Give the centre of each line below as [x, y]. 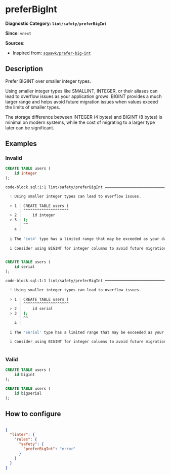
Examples [21, 144]
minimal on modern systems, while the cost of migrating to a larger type [80, 122]
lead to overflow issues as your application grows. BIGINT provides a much [83, 96]
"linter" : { [23, 435]
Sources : [15, 43]
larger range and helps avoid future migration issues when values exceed [82, 101]
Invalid [14, 158]
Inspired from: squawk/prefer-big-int [52, 53]
